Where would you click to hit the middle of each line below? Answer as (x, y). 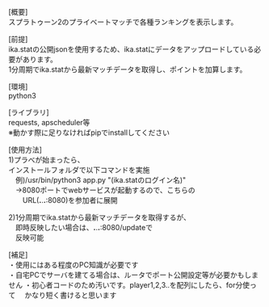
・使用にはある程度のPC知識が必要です (74, 265)
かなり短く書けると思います (70, 295)
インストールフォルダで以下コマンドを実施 (79, 170)
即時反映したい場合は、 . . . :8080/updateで (84, 227)
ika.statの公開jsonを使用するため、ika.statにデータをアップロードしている (131, 49)
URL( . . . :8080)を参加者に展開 (70, 200)
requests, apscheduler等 (49, 122)
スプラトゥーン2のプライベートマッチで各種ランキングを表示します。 (123, 22)
